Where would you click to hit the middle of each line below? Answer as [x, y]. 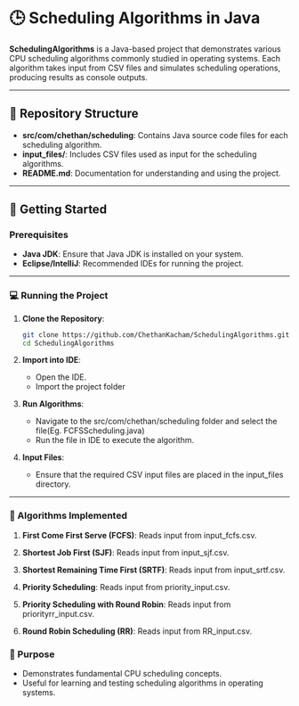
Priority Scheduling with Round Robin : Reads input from [126, 604]
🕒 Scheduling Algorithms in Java [135, 18]
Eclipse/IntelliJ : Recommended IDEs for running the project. [133, 264]
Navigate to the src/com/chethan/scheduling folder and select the [156, 422]
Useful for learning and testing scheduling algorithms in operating [143, 683]
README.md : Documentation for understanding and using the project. [151, 173]
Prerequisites [39, 235]
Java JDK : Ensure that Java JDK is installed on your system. [133, 254]
